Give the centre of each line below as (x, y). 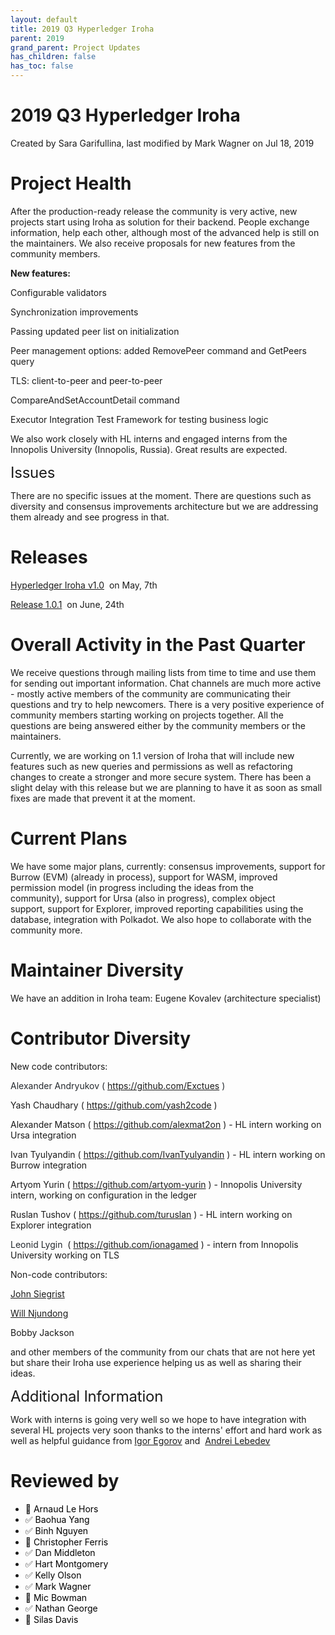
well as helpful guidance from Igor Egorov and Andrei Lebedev (140, 1440)
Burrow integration (49, 1165)
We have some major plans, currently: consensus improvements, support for (168, 866)
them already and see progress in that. (90, 517)
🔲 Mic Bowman (56, 1597)
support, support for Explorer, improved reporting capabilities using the (157, 908)
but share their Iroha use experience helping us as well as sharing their (156, 1362)
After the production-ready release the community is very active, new (154, 211)
